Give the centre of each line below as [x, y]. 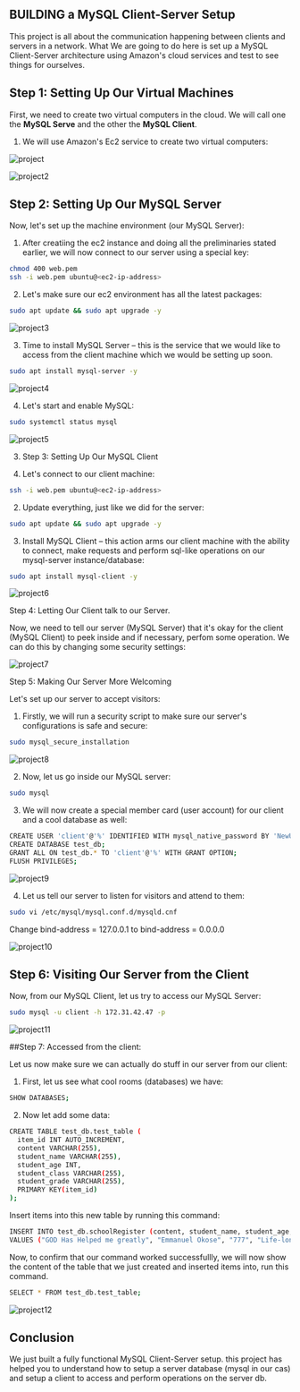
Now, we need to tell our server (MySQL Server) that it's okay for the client [146, 628]
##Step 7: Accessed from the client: [75, 1047]
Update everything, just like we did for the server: [113, 507]
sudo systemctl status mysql [63, 422]
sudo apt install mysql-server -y [74, 371]
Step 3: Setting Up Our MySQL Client [90, 457]
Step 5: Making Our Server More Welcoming [91, 682]
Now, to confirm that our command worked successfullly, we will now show [148, 1257]
